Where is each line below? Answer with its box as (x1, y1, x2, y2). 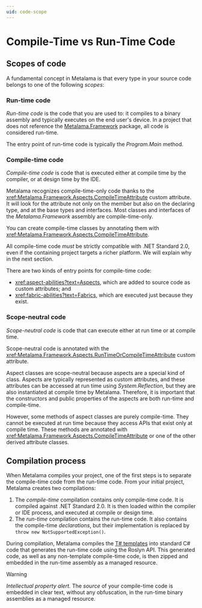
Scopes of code (6, 58, 66, 69)
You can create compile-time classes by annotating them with (6, 225, 159, 232)
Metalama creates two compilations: (6, 485, 96, 492)
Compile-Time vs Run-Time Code (6, 34, 176, 48)
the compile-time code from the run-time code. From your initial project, (6, 478, 185, 485)
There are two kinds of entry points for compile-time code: (6, 267, 151, 275)
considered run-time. (6, 129, 59, 136)
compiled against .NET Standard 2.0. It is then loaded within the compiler (14, 503, 196, 510)
